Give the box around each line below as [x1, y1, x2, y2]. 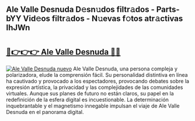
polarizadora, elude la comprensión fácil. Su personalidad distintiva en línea [6, 72, 188, 78]
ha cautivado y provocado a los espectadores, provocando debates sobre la [6, 78, 190, 84]
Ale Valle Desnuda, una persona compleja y [72, 65, 178, 72]
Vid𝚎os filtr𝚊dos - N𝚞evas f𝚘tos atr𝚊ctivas [23, 14, 183, 24]
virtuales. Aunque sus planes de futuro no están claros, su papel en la [6, 90, 174, 97]
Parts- [156, 5, 180, 15]
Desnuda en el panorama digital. [6, 109, 84, 115]
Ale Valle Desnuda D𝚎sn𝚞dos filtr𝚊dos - [6, 5, 155, 15]
